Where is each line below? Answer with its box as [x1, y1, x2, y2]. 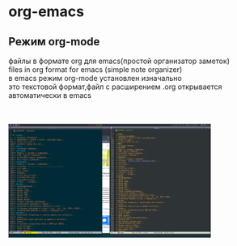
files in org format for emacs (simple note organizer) [8, 65, 183, 74]
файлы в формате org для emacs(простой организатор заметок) [8, 56, 231, 66]
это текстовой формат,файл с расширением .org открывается [8, 82, 222, 91]
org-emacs [8, 2, 85, 21]
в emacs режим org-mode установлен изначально [8, 74, 182, 83]
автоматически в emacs [8, 91, 91, 100]
